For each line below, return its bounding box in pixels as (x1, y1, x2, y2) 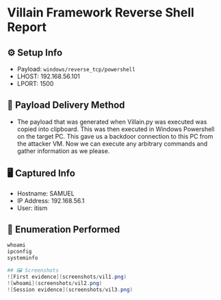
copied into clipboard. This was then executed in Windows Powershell (16, 125, 215, 133)
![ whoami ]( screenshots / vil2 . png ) (7, 279, 103, 286)
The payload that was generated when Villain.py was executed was (16, 117, 207, 126)
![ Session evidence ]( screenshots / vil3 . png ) (7, 286, 133, 293)
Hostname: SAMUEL (16, 189, 75, 197)
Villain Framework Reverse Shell (7, 5, 195, 21)
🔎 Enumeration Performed (7, 224, 120, 235)
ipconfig (7, 249, 32, 255)
